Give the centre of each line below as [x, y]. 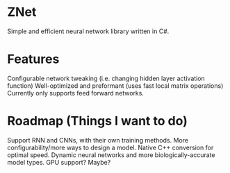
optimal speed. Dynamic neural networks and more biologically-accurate [111, 155]
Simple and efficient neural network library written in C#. [88, 31]
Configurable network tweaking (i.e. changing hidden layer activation [106, 78]
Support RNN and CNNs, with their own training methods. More [98, 140]
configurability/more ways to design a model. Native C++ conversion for [110, 147]
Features [33, 59]
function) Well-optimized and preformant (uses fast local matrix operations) [115, 85]
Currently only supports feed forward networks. [76, 93]
